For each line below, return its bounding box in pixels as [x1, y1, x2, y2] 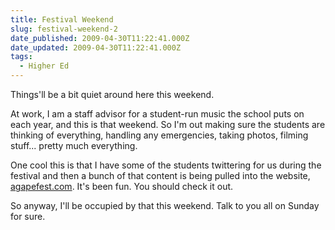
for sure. [10, 211, 46, 222]
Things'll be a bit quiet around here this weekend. [10, 89, 215, 100]
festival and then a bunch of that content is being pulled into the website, [10, 170, 311, 181]
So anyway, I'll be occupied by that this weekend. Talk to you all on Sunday [10, 200, 320, 211]
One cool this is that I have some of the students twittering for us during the [10, 159, 322, 171]
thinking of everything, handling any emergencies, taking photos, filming [10, 129, 309, 141]
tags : [10, 52, 33, 62]
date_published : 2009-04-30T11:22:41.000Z [10, 33, 190, 43]
